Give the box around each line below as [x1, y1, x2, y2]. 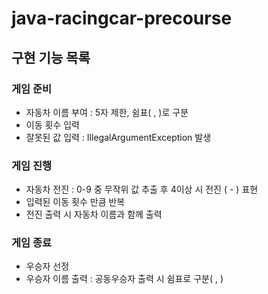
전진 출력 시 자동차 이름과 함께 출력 [25, 208, 163, 221]
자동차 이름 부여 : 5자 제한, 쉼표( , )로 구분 [25, 106, 189, 118]
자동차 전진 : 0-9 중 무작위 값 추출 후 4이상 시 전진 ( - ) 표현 [25, 183, 259, 196]
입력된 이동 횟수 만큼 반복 [25, 196, 126, 208]
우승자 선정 [25, 260, 70, 272]
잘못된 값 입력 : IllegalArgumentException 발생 [25, 131, 212, 143]
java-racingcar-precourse [11, 7, 233, 30]
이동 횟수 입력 [25, 118, 80, 131]
